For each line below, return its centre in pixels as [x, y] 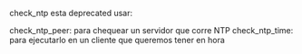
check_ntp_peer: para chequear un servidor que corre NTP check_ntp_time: [151, 30]
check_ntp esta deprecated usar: [71, 13]
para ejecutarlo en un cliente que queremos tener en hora [117, 40]
